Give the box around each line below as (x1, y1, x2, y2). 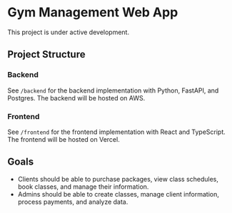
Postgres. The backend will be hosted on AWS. (7, 93, 146, 102)
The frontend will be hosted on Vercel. (7, 135, 120, 143)
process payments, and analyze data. (17, 197, 128, 206)
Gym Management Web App (7, 4, 178, 21)
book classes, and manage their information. (17, 182, 149, 191)
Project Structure (7, 48, 86, 61)
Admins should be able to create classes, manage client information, (17, 189, 219, 198)
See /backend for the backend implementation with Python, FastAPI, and (7, 86, 219, 95)
